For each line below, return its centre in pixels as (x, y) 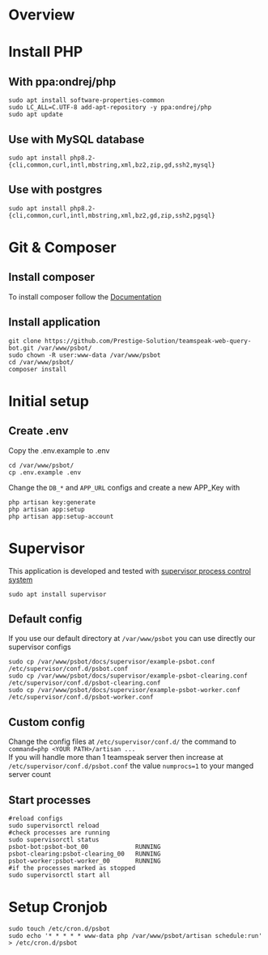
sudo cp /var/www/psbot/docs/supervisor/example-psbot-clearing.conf (128, 676)
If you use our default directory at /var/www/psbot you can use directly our (132, 639)
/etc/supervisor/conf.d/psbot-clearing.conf (85, 683)
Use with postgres (55, 190)
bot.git (21, 348)
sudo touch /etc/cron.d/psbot (60, 928)
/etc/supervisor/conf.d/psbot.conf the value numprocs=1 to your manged (131, 766)
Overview (42, 15)
